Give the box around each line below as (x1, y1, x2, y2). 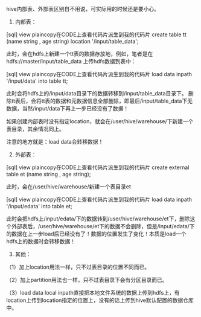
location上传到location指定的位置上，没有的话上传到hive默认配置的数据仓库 (6, 296, 194, 304)
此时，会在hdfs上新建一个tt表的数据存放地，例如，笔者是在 (6, 50, 153, 57)
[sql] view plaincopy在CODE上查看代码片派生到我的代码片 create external (6, 164, 190, 171)
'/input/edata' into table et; (6, 203, 72, 210)
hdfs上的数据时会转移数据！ (6, 238, 76, 245)
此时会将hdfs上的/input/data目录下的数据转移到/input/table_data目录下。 (6, 90, 187, 97)
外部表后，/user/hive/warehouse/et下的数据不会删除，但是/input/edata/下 (11, 223, 195, 229)
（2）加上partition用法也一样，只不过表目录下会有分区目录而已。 (6, 277, 168, 283)
